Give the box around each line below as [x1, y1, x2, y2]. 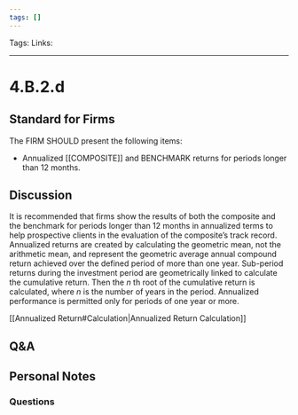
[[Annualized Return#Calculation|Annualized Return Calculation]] [9, 313, 247, 324]
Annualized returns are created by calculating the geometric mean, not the [9, 239, 282, 250]
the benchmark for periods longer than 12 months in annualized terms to [9, 221, 273, 231]
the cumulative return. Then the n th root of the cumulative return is [9, 277, 255, 288]
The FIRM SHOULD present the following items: [9, 135, 183, 146]
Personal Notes [9, 369, 96, 384]
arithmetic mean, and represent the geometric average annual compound [9, 249, 278, 260]
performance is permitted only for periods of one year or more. [9, 296, 239, 307]
